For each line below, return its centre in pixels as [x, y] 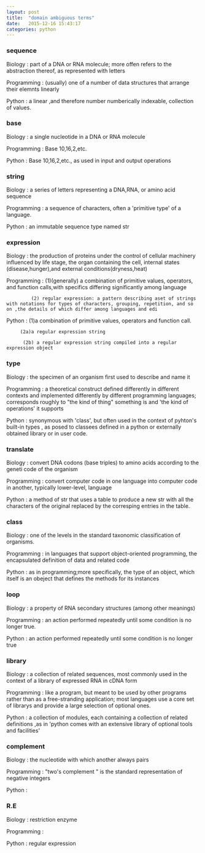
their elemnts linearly [33, 89]
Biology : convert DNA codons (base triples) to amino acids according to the [103, 463]
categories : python [31, 29]
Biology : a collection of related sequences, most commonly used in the [97, 674]
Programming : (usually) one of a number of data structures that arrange [98, 82]
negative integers [29, 778]
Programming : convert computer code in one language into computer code [102, 481]
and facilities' [23, 730]
